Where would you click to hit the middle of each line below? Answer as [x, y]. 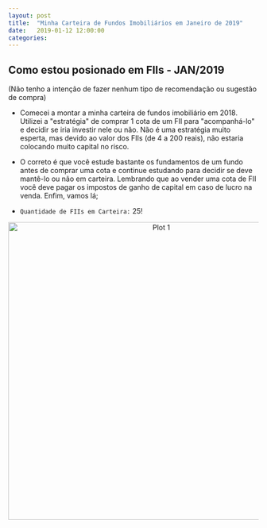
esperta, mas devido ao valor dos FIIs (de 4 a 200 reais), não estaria [132, 138]
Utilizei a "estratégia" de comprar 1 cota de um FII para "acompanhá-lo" [137, 121]
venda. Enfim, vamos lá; [59, 196]
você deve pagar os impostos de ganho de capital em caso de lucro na [136, 187]
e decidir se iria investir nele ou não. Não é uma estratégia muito [125, 130]
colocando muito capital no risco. [74, 147]
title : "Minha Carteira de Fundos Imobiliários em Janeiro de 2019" [126, 23]
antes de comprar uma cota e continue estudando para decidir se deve [136, 171]
